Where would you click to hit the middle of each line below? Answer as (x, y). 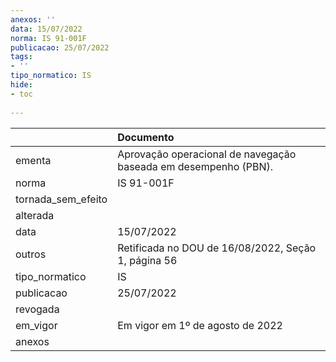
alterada (35, 215)
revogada (37, 309)
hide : (21, 85)
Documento (146, 137)
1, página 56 (147, 260)
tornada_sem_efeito (61, 199)
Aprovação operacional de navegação (207, 154)
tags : (21, 57)
